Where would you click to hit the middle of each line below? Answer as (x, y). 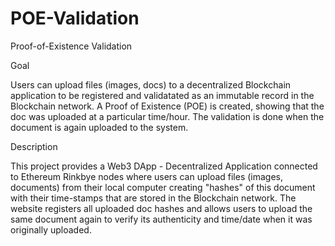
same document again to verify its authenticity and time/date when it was (161, 219)
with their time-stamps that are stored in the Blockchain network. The (153, 198)
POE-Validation (75, 18)
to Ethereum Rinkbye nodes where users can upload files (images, (147, 176)
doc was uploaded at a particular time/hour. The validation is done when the (167, 116)
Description (34, 146)
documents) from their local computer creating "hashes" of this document (163, 187)
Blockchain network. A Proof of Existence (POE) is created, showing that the (167, 106)
